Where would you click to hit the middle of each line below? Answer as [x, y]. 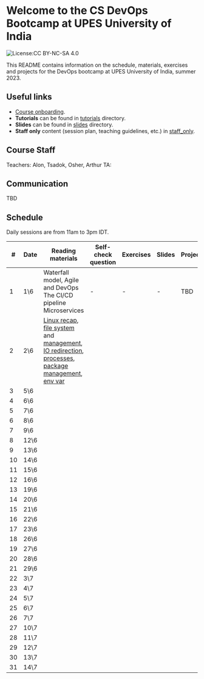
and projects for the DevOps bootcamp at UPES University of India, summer [101, 71]
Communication [37, 184]
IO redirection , [63, 351]
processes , [59, 358]
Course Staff [31, 150]
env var [54, 381]
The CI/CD [59, 295]
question [103, 262]
